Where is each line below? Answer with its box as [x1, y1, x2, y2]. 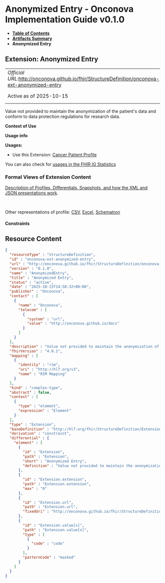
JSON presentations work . [5, 190, 59, 196]
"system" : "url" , [27, 317, 65, 322]
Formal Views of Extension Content [5, 174, 91, 181]
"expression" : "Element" [18, 408, 71, 413]
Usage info [5, 132, 28, 139]
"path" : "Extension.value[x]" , [23, 527, 89, 532]
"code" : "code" [31, 541, 65, 546]
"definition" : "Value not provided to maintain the [23, 463, 133, 468]
